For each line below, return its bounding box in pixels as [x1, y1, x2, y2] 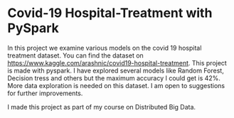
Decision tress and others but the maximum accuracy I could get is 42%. [7, 73, 220, 82]
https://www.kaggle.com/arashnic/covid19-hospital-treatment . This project [7, 58, 228, 67]
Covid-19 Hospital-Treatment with [7, 5, 213, 21]
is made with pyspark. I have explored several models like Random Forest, [7, 66, 224, 75]
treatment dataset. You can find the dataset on [7, 51, 144, 60]
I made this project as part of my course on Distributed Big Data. [7, 102, 196, 111]
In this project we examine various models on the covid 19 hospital [7, 43, 202, 52]
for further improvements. [7, 89, 83, 97]
